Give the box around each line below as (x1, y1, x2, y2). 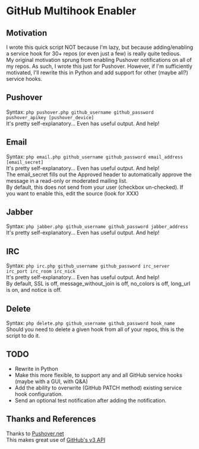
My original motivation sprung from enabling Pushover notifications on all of (6, 57, 192, 63)
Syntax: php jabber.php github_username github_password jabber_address (6, 223, 188, 230)
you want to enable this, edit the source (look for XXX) (6, 189, 139, 197)
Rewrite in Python (14, 365, 58, 372)
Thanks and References (6, 414, 96, 424)
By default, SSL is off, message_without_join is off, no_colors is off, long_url (6, 280, 191, 287)
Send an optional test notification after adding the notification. (14, 397, 167, 404)
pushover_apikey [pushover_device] (6, 114, 94, 120)
